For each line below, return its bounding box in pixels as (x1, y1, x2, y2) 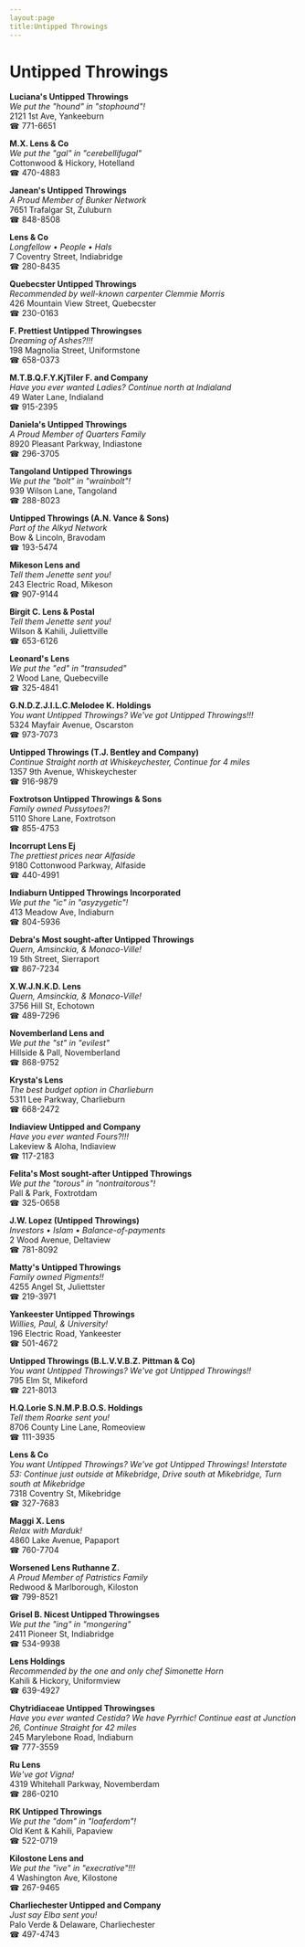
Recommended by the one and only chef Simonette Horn (9, 1666, 224, 1677)
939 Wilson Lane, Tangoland (9, 485, 117, 496)
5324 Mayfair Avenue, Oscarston (9, 719, 134, 731)
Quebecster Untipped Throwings (9, 279, 137, 290)
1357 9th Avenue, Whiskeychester (9, 767, 137, 778)
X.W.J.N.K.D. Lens (9, 981, 82, 992)
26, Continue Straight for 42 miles (9, 1722, 137, 1733)
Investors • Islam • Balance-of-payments (9, 1225, 166, 1236)
